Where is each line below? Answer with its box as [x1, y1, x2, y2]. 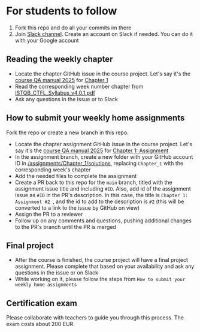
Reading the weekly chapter [6, 54, 113, 64]
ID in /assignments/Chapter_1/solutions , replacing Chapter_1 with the [14, 159, 184, 167]
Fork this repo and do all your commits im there [14, 24, 132, 31]
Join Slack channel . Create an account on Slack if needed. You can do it [14, 30, 193, 37]
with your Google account [14, 37, 79, 44]
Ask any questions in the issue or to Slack [14, 95, 118, 102]
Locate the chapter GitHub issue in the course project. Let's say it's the [14, 70, 190, 77]
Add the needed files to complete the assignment [14, 172, 137, 179]
